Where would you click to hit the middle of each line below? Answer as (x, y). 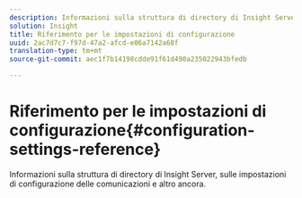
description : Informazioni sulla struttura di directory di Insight (140, 17)
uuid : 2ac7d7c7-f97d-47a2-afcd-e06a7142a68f (94, 43)
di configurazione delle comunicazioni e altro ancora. (108, 184)
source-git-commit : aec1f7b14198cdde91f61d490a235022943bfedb (128, 59)
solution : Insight (44, 26)
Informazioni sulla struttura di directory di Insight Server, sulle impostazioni (148, 174)
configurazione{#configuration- (132, 130)
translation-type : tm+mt (56, 51)
